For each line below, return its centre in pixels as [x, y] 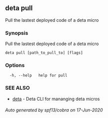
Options [15, 65]
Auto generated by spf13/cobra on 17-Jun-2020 [54, 110]
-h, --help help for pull [39, 76]
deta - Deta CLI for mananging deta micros [56, 99]
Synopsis [17, 33]
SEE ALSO [18, 88]
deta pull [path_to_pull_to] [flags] [44, 53]
